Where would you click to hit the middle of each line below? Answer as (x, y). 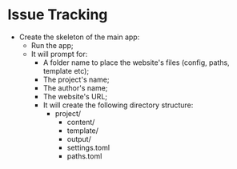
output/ (79, 139)
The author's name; (75, 88)
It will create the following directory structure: (118, 105)
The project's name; (76, 79)
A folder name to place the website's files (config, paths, (136, 62)
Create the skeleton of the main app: (79, 37)
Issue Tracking (58, 15)
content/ (81, 122)
